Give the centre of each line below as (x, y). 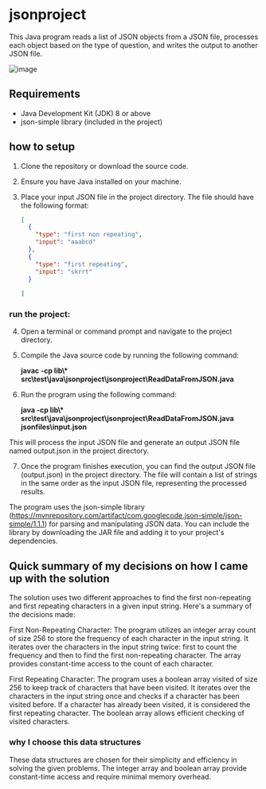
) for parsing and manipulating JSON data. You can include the (147, 524)
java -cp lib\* (42, 410)
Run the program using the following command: (99, 395)
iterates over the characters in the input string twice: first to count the (123, 647)
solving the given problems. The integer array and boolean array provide (128, 768)
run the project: (40, 314)
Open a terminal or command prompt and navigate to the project (126, 331)
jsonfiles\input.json (53, 427)
